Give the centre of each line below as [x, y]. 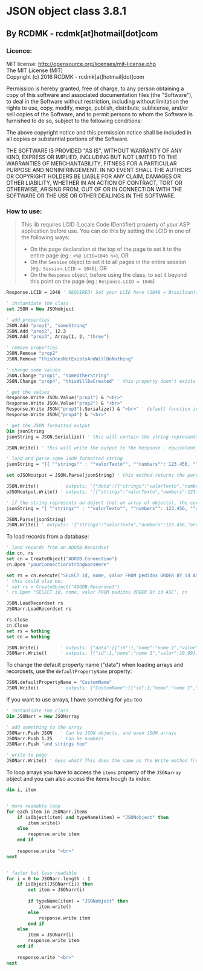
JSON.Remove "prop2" [32, 353]
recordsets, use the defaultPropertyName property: [69, 671]
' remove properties [32, 348]
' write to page [27, 755]
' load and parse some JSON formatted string [64, 459]
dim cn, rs [20, 553]
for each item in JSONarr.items [47, 812]
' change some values [34, 370]
